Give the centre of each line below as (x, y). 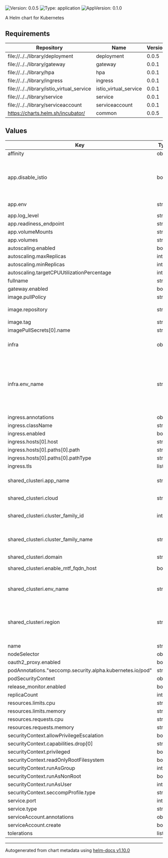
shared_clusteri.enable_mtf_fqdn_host (52, 568)
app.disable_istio (27, 177)
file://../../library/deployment (40, 56)
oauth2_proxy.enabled (34, 662)
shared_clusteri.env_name (38, 589)
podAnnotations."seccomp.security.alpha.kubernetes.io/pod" (80, 670)
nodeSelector (23, 654)
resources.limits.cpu (31, 703)
